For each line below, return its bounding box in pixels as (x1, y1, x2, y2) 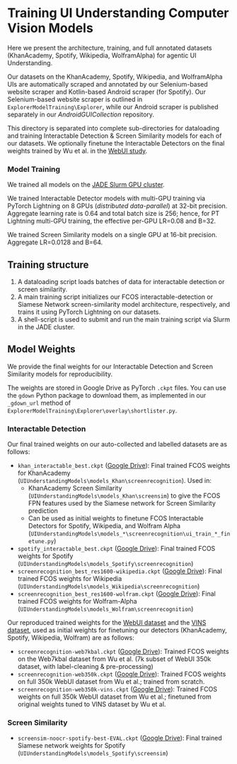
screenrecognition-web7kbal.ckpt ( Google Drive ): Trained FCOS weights (17, 648, 229, 656)
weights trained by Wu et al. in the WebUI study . (7, 146, 148, 155)
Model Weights (7, 343, 76, 356)
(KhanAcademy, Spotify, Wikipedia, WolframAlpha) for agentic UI (7, 51, 197, 60)
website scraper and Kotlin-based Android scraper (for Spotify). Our (7, 87, 207, 96)
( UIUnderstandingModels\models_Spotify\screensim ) (17, 749, 168, 758)
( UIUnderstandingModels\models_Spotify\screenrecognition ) (17, 560, 194, 568)
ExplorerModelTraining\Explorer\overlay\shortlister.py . (7, 406, 178, 415)
